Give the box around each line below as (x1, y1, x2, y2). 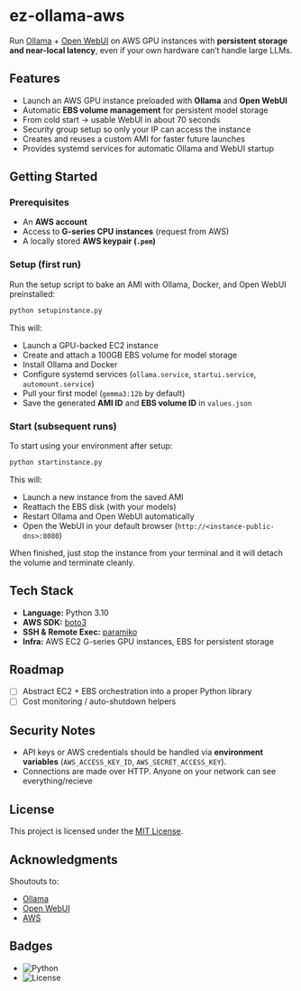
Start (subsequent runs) (9, 420, 117, 432)
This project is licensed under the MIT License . (9, 826, 184, 837)
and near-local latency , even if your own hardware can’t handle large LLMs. (9, 44, 293, 55)
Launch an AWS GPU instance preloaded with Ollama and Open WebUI (22, 95, 288, 106)
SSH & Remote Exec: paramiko (22, 626, 138, 637)
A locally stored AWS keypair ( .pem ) (22, 236, 156, 246)
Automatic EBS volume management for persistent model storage (22, 105, 269, 116)
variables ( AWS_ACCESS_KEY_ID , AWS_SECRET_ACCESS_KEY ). (22, 756, 227, 767)
